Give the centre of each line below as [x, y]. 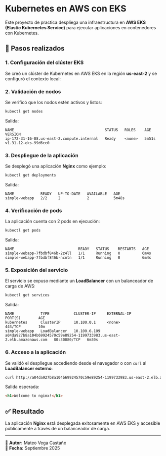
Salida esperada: [22, 387]
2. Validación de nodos [33, 91]
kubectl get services [27, 295]
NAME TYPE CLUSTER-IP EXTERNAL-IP [68, 314]
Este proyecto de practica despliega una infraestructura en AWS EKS [76, 22]
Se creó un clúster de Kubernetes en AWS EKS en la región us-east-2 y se [81, 73]
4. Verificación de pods [34, 210]
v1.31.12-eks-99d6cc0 [27, 143]
